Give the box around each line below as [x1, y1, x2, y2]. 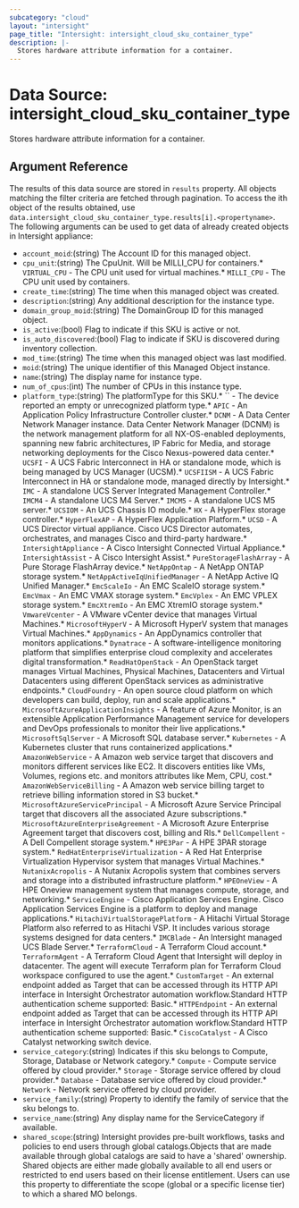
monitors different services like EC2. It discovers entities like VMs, [21, 761, 266, 772]
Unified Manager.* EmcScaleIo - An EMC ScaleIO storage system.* [21, 580, 266, 591]
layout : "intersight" [9, 21, 90, 30]
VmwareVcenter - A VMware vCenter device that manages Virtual [21, 609, 257, 620]
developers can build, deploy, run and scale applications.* [21, 694, 237, 705]
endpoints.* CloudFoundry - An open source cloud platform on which [21, 685, 274, 696]
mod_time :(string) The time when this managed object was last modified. [21, 352, 287, 363]
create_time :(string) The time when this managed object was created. [21, 285, 279, 296]
